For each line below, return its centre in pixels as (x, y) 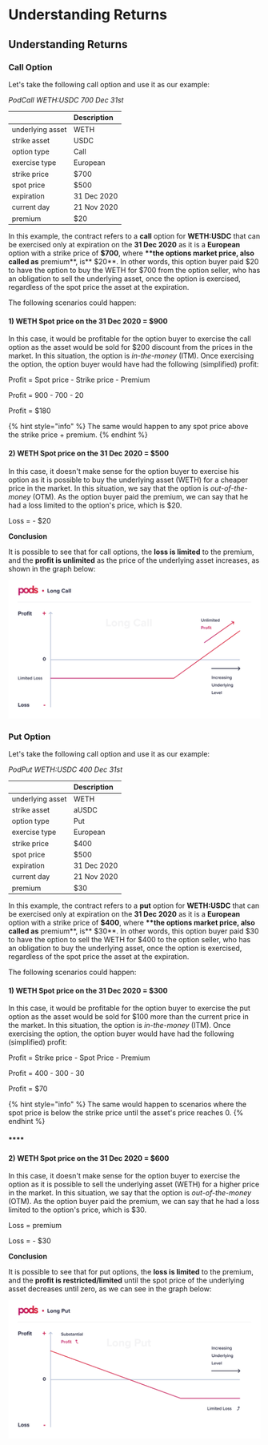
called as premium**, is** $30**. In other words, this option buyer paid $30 (134, 931)
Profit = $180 (30, 411)
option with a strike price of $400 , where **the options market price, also (132, 923)
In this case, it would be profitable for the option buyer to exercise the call (130, 339)
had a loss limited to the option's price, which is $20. (95, 505)
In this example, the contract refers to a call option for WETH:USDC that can (134, 236)
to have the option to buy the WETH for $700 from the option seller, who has (134, 271)
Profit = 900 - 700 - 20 (46, 395)
